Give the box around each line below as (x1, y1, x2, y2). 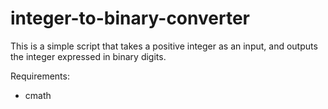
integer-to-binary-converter (10, 7, 250, 30)
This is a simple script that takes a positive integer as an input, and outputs (10, 40, 318, 52)
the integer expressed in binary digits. (10, 50, 167, 62)
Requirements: (10, 70, 70, 82)
